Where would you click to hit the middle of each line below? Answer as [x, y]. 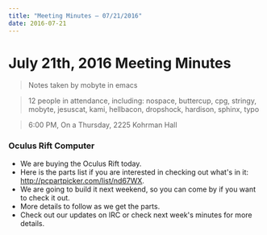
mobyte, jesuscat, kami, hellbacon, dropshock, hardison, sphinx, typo [144, 109]
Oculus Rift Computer [52, 146]
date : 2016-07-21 [38, 23]
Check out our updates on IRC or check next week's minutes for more [136, 215]
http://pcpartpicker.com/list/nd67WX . [82, 180]
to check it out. [45, 197]
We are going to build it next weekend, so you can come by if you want [138, 189]
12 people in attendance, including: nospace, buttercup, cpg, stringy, [142, 101]
